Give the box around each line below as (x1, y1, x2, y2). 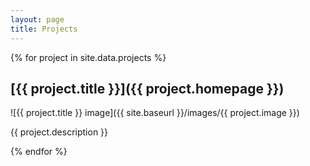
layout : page (10, 14, 65, 25)
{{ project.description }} (10, 126, 109, 138)
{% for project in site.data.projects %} (10, 51, 167, 63)
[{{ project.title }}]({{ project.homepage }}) (10, 80, 285, 97)
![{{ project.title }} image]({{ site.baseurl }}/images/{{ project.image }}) (10, 107, 300, 119)
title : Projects (10, 24, 78, 34)
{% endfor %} (10, 146, 68, 158)
